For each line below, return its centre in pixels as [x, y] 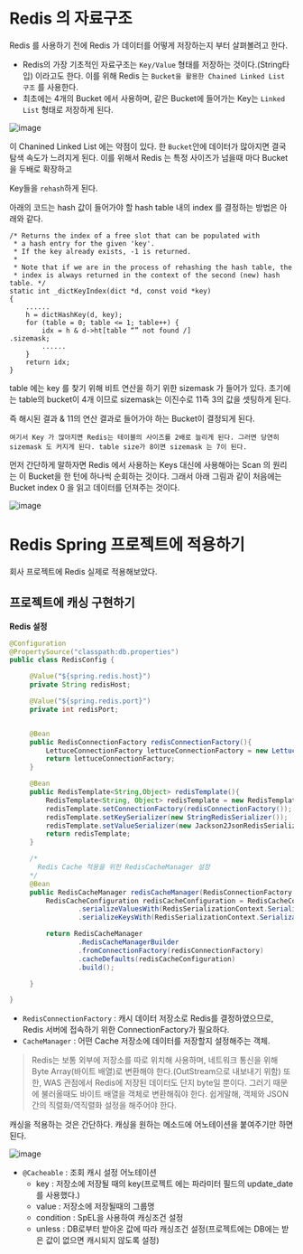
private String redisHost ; [80, 685]
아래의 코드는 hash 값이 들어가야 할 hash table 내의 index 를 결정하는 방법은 [143, 207]
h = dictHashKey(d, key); [74, 314]
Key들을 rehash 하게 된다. [54, 188]
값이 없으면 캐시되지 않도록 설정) [102, 1240]
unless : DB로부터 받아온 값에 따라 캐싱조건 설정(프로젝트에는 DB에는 [157, 1229]
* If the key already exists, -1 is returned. [102, 251]
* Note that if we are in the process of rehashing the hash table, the [153, 267]
